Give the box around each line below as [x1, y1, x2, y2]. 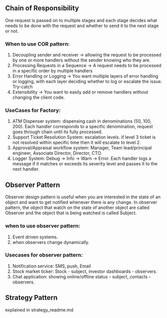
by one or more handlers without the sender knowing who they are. [12, 57, 151, 63]
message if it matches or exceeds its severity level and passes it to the [12, 161, 158, 167]
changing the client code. [12, 95, 65, 101]
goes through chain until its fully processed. [12, 129, 103, 135]
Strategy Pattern [5, 293, 58, 302]
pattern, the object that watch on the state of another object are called [5, 205, 150, 211]
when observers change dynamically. [12, 239, 90, 245]
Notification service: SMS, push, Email [12, 263, 91, 269]
